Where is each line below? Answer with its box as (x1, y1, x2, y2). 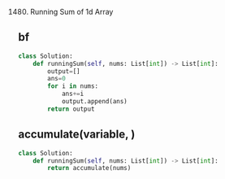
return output (47, 105, 95, 113)
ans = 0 (47, 75, 67, 83)
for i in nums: (47, 82, 99, 90)
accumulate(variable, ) (18, 128, 136, 142)
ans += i (61, 89, 84, 98)
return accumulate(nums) (47, 164, 132, 172)
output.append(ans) (61, 98, 128, 106)
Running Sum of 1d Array (29, 7, 114, 16)
